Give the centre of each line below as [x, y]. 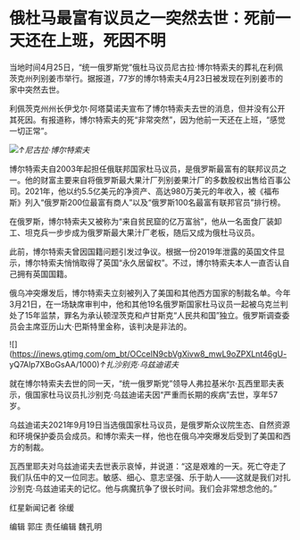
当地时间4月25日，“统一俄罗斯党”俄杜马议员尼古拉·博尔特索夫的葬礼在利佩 [146, 67]
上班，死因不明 [112, 41]
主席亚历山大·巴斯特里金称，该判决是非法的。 [108, 326]
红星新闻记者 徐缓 [42, 507]
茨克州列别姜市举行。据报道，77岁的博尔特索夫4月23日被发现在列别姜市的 [146, 78]
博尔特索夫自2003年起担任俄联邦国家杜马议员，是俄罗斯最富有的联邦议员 [144, 169]
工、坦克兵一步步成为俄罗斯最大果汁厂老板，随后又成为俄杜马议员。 [134, 232]
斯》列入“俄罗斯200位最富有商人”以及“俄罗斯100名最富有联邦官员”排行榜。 [147, 202]
